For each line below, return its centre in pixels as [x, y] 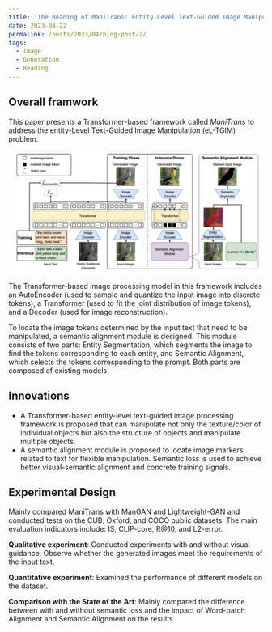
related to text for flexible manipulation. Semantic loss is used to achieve [141, 458]
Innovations [39, 396]
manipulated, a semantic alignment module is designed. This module [123, 336]
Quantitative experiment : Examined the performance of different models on [136, 578]
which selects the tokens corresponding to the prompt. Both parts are [124, 362]
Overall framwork [53, 102]
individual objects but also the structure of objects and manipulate [130, 432]
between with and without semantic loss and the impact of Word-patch [127, 610]
